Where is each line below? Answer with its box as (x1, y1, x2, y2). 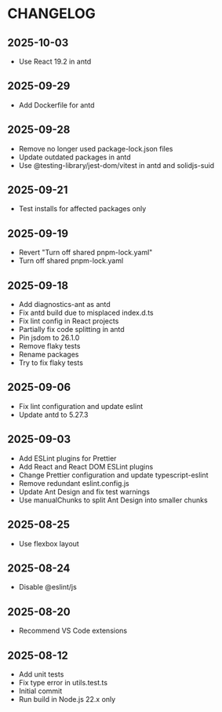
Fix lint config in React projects (18, 316, 119, 326)
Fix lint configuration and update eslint (18, 401, 144, 411)
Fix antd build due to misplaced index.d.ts (18, 308, 154, 318)
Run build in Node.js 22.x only (18, 694, 116, 703)
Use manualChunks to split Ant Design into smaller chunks (18, 495, 209, 505)
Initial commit (18, 686, 63, 696)
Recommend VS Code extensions (18, 626, 127, 636)
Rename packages (18, 350, 79, 360)
